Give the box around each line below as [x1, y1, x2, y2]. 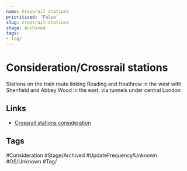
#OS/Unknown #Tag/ [6, 158, 57, 165]
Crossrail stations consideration [14, 119, 91, 126]
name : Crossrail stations [6, 8, 69, 15]
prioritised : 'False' [6, 14, 59, 20]
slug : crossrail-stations [6, 19, 69, 25]
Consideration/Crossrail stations [6, 61, 168, 74]
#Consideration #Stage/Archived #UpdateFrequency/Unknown [6, 152, 158, 159]
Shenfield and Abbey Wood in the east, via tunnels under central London [6, 86, 181, 94]
